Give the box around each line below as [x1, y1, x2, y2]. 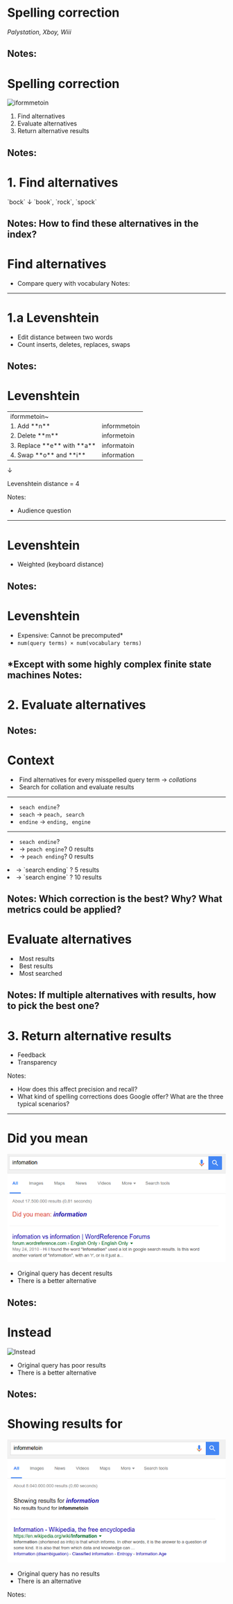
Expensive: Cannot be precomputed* [17, 631, 123, 639]
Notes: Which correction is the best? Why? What [7, 893, 223, 904]
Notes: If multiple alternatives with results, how [7, 990, 216, 1001]
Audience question [17, 506, 71, 515]
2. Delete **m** [10, 431, 59, 440]
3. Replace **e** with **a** [10, 441, 96, 449]
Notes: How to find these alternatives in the [7, 217, 199, 230]
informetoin [101, 431, 135, 440]
